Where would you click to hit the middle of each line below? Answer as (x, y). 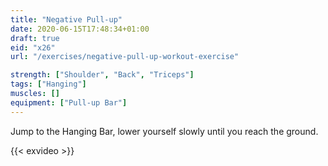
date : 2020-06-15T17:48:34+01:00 (80, 29)
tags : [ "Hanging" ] (48, 84)
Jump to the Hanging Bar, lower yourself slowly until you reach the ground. (164, 131)
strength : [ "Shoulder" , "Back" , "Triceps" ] (102, 75)
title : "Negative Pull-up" (66, 19)
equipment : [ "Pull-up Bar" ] (69, 102)
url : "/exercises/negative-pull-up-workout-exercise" (125, 57)
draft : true (35, 38)
